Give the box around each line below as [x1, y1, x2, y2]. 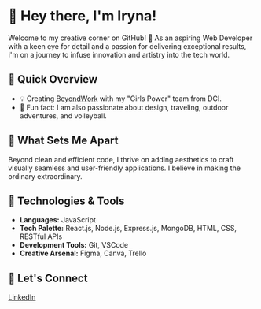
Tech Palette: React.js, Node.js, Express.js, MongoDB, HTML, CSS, [19, 224, 237, 233]
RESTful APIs [19, 232, 63, 241]
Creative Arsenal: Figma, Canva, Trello [19, 248, 147, 259]
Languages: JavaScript [19, 215, 97, 225]
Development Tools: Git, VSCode [19, 240, 129, 250]
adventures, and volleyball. [19, 110, 108, 121]
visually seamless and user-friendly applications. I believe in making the [8, 163, 241, 173]
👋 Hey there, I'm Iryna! [8, 7, 157, 25]
